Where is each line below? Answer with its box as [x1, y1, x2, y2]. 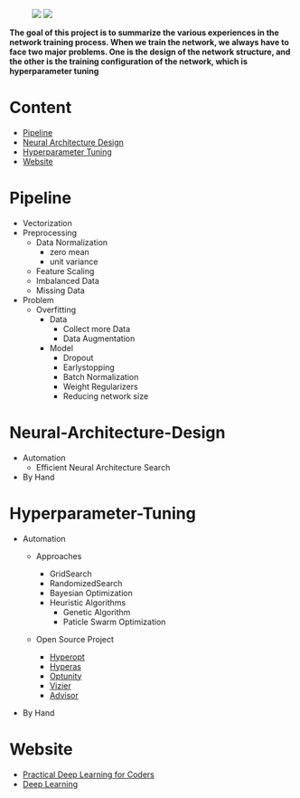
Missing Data [35, 285, 86, 296]
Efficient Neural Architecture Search [35, 461, 171, 472]
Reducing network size [62, 390, 149, 402]
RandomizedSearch [49, 577, 123, 588]
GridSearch [49, 568, 92, 579]
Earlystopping [62, 362, 115, 373]
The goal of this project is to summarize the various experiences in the [9, 27, 280, 38]
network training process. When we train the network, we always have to [9, 37, 289, 47]
